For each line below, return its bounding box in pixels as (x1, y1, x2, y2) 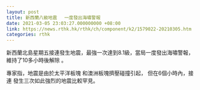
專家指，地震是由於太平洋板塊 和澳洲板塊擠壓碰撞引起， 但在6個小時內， (6, 69, 188, 77)
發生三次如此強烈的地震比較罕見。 (13, 77, 98, 85)
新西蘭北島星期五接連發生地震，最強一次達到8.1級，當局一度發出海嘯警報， (6, 49, 194, 57)
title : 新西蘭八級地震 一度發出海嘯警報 (6, 15, 101, 21)
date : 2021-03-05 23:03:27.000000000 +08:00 (6, 20, 121, 26)
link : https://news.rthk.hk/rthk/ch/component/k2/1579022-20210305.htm (6, 26, 191, 32)
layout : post (6, 9, 40, 15)
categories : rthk (6, 32, 50, 38)
